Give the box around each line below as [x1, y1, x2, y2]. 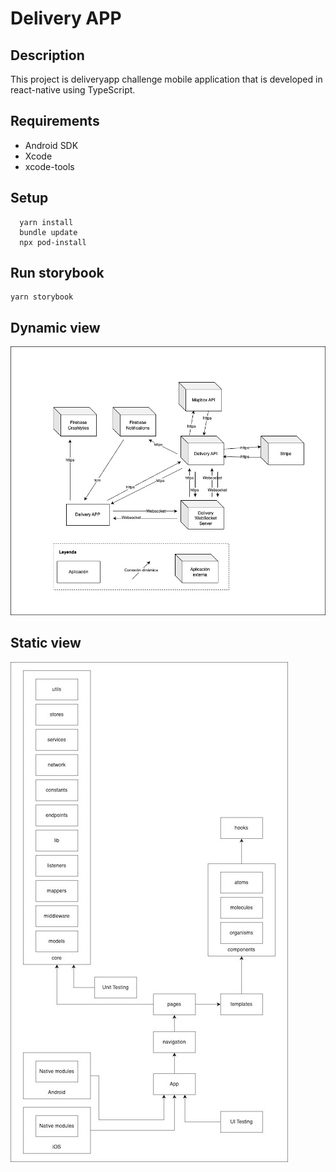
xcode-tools [24, 160, 75, 172]
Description [10, 47, 85, 64]
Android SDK [24, 139, 79, 151]
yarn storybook [10, 292, 74, 302]
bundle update [19, 227, 78, 237]
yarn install [19, 217, 74, 227]
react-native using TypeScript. [10, 84, 136, 96]
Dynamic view [10, 319, 101, 336]
